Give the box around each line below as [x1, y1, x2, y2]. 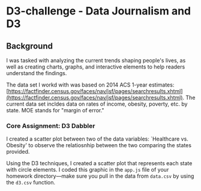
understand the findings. [6, 70, 67, 76]
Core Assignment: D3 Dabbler [6, 121, 95, 130]
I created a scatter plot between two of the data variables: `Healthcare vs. [6, 135, 189, 142]
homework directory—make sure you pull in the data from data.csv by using [6, 172, 194, 180]
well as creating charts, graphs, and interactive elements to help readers [6, 63, 185, 70]
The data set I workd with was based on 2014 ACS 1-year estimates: [6, 81, 175, 88]
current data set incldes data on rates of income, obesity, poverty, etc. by [6, 100, 188, 108]
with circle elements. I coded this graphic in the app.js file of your [6, 166, 169, 174]
